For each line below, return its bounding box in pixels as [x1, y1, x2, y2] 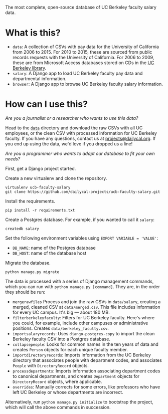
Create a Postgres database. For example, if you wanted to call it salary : [5, 217, 154, 223]
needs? [5, 155, 21, 162]
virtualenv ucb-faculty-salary [5, 185, 71, 190]
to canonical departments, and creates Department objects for [12, 373, 140, 379]
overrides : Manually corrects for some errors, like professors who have [12, 383, 160, 390]
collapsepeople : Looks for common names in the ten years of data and [12, 341, 159, 347]
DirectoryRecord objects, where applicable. [12, 378, 102, 384]
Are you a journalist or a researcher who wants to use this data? [5, 115, 138, 121]
